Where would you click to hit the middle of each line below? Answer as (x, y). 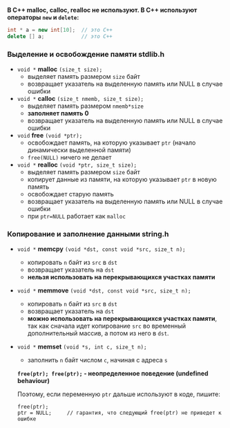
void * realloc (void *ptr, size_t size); (77, 165)
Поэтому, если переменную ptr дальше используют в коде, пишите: (119, 394)
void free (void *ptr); (50, 136)
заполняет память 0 (58, 113)
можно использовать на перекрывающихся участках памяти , (122, 319)
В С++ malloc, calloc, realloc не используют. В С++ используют (102, 10)
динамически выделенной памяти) (79, 150)
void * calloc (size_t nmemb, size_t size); (80, 99)
